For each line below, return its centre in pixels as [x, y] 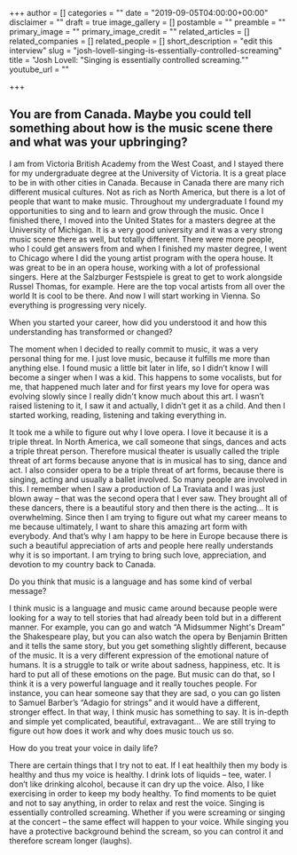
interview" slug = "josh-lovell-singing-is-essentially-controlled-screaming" [146, 51]
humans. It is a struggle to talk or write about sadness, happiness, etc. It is [145, 664]
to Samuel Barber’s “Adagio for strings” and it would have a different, [135, 702]
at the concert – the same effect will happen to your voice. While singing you [149, 821]
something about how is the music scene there [141, 128]
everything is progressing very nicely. [78, 305]
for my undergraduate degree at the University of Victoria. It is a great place [148, 173]
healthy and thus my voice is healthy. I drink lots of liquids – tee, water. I [141, 774]
